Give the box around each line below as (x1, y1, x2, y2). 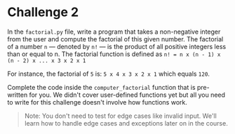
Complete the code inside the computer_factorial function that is (7, 83, 196, 91)
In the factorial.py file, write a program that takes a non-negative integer (7, 27, 221, 36)
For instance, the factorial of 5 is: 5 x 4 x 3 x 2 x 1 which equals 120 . (7, 69, 210, 78)
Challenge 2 (7, 4, 79, 20)
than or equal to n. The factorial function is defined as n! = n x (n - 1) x (7, 50, 221, 58)
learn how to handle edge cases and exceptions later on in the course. (24, 119, 228, 127)
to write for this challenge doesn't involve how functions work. (7, 98, 187, 106)
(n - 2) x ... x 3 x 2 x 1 (7, 57, 86, 64)
